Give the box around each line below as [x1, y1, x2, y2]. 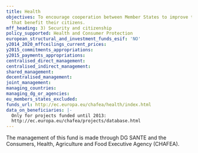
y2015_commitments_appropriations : [6, 47, 94, 53]
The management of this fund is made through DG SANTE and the [6, 134, 167, 141]
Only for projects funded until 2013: [11, 112, 107, 118]
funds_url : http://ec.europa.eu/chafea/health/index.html [6, 101, 151, 108]
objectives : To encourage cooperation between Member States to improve [6, 14, 189, 20]
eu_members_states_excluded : [6, 96, 78, 102]
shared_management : [6, 69, 54, 75]
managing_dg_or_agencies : [6, 91, 70, 97]
